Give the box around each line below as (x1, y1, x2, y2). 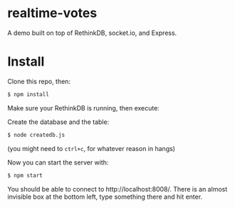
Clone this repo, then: (7, 77, 71, 85)
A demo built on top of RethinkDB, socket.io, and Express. (7, 28, 177, 37)
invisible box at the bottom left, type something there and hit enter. (7, 192, 203, 201)
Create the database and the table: (7, 118, 110, 126)
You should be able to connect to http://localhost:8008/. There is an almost (7, 184, 228, 193)
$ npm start (7, 172, 43, 179)
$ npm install (7, 90, 50, 98)
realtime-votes (7, 5, 98, 21)
